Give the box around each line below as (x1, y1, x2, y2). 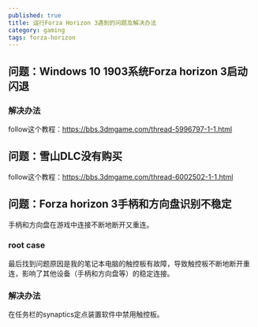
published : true (8, 11, 62, 20)
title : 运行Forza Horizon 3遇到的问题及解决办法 (8, 19, 157, 27)
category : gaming (8, 26, 65, 34)
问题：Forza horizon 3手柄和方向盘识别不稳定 (8, 198, 232, 211)
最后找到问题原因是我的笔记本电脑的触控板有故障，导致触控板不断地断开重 (8, 258, 250, 268)
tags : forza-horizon (8, 33, 77, 42)
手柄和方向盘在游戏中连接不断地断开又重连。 (8, 220, 154, 229)
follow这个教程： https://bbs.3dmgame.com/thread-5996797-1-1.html (8, 124, 233, 134)
